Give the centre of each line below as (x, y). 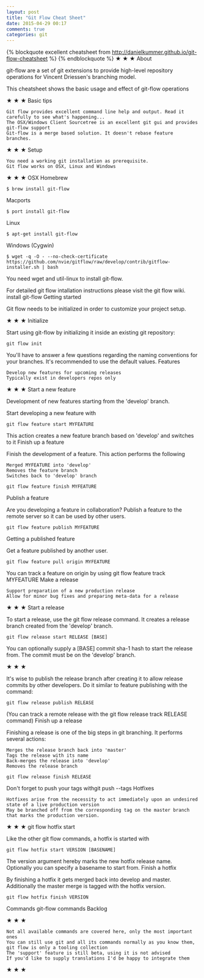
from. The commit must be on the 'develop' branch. (71, 655)
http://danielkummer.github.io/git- (155, 52)
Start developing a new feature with (51, 413)
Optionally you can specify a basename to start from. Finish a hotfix (92, 868)
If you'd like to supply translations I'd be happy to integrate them (98, 958)
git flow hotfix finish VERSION (47, 897)
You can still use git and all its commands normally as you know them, (101, 943)
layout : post (23, 12)
